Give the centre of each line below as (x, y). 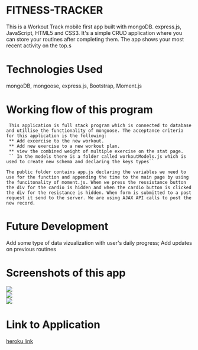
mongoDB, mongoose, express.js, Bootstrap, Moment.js (74, 86)
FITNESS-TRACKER (55, 10)
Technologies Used (55, 69)
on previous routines (31, 249)
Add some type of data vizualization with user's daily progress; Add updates (99, 242)
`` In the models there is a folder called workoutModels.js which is (97, 156)
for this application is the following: (57, 136)
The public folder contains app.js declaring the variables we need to (96, 172)
